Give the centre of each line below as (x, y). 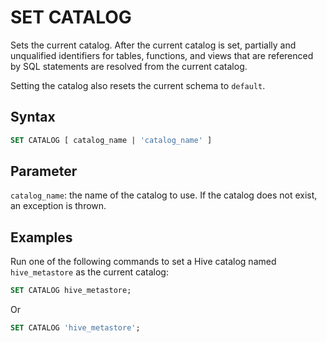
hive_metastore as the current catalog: (89, 272)
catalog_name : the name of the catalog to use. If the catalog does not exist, (164, 195)
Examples (41, 237)
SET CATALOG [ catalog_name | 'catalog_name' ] (111, 140)
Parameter (44, 171)
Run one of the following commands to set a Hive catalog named (143, 262)
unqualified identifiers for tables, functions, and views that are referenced (162, 55)
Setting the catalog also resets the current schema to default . (138, 85)
